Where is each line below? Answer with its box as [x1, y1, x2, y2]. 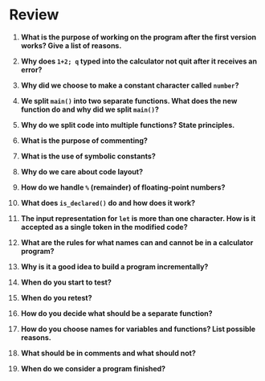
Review [9, 6, 59, 24]
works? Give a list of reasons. [20, 40, 122, 50]
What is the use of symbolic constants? [20, 151, 156, 161]
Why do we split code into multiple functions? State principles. [20, 120, 235, 129]
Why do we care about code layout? [20, 166, 144, 176]
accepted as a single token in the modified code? [20, 222, 188, 231]
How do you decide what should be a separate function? [20, 308, 213, 318]
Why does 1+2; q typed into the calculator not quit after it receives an [20, 56, 258, 66]
